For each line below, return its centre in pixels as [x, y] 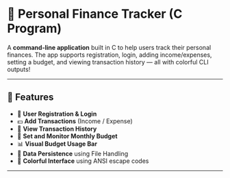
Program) [35, 28]
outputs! [19, 69]
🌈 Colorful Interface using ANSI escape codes [83, 161]
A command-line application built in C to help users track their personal [109, 47]
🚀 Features [30, 98]
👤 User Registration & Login [57, 114]
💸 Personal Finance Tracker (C [95, 14]
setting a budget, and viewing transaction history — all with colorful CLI [108, 62]
